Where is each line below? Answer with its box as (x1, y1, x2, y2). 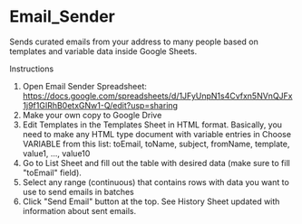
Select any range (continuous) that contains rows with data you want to (22, 176, 290, 187)
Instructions (9, 63, 54, 74)
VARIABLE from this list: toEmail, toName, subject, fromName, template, (22, 138, 290, 149)
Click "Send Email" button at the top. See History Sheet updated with (22, 196, 280, 207)
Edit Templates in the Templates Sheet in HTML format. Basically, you (22, 119, 283, 130)
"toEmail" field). (22, 167, 82, 178)
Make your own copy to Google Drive (22, 109, 162, 120)
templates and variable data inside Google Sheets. (9, 45, 198, 56)
